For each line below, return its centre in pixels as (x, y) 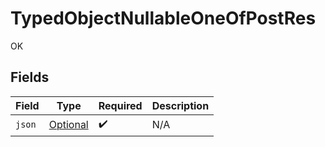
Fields (30, 77)
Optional (68, 125)
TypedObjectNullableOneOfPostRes (163, 18)
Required (120, 105)
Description (180, 105)
